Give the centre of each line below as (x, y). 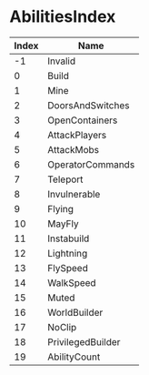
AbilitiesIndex (63, 17)
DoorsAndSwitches (89, 105)
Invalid (61, 61)
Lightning (68, 253)
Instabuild (69, 238)
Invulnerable (74, 194)
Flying (61, 208)
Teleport (65, 179)
